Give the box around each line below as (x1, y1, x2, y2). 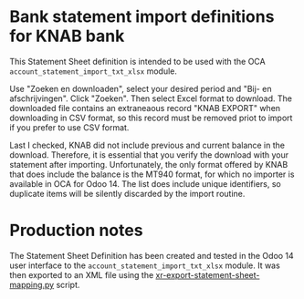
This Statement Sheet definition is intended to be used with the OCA (9, 56, 267, 67)
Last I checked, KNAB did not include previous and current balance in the (9, 139, 286, 150)
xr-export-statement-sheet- (155, 269, 260, 280)
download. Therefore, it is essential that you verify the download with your (9, 149, 289, 160)
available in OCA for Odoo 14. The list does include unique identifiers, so (9, 178, 281, 189)
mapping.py (9, 279, 55, 290)
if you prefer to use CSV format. (9, 121, 130, 133)
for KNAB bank (9, 26, 125, 46)
